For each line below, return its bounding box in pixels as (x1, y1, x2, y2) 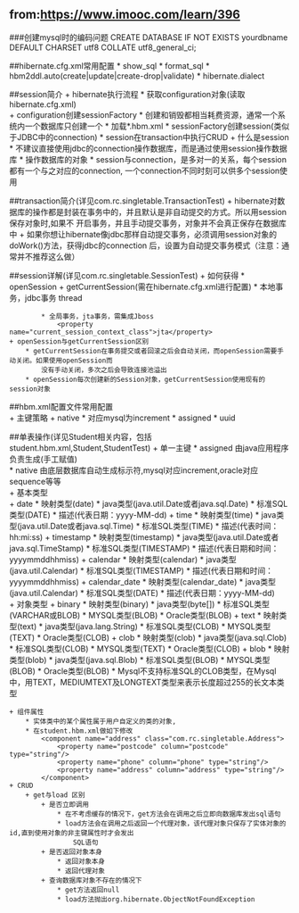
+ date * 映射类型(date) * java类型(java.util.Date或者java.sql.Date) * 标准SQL (9, 498, 288, 509)
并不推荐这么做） (16, 251, 80, 261)
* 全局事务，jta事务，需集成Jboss (41, 311, 154, 320)
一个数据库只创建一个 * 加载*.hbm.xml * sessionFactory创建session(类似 (24, 120, 290, 131)
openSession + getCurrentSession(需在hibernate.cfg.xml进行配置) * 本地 (9, 281, 276, 292)
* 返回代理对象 (56, 866, 105, 876)
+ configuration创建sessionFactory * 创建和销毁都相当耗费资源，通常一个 (9, 109, 279, 120)
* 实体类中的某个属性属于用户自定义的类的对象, (25, 717, 176, 726)
